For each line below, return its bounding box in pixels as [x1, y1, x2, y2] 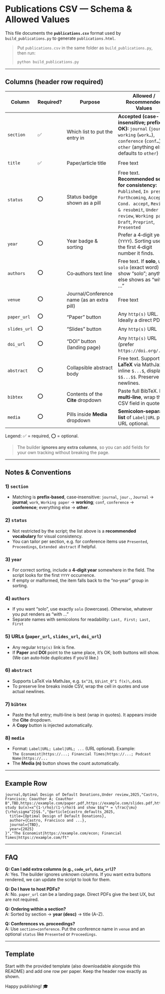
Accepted [117, 113, 141, 120]
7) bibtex [5, 700, 27, 707]
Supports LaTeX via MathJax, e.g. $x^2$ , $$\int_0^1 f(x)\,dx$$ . [12, 678, 142, 684]
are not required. [5, 897, 39, 903]
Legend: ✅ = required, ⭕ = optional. [5, 433, 79, 439]
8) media [5, 735, 25, 742]
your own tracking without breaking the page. [17, 449, 110, 455]
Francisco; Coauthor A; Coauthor [5, 797, 74, 802]
